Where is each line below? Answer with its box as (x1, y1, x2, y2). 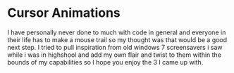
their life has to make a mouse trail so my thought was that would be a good (7, 35, 228, 44)
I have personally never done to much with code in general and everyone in (7, 28, 226, 36)
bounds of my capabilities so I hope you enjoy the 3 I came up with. (7, 58, 204, 66)
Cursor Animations (7, 5, 121, 21)
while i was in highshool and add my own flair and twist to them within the (7, 51, 222, 59)
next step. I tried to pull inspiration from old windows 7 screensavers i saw (7, 43, 223, 51)
